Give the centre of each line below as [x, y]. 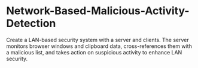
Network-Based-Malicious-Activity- [98, 11]
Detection [31, 23]
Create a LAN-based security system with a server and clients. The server [98, 40]
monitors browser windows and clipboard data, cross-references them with [99, 46]
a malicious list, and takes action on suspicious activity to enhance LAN [94, 52]
